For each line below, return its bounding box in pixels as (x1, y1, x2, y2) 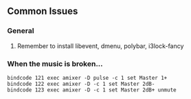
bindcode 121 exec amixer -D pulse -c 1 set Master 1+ (7, 74, 168, 81)
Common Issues (7, 5, 78, 17)
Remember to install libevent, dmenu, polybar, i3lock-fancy (16, 41, 184, 50)
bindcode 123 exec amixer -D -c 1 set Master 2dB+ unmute (7, 86, 177, 93)
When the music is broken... (7, 58, 103, 68)
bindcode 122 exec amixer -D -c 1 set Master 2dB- (7, 80, 155, 87)
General (7, 26, 34, 36)
